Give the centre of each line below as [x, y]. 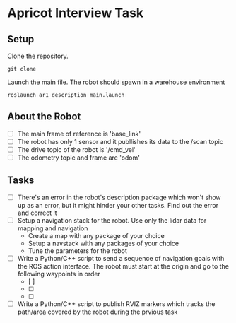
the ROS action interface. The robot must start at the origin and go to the [123, 266]
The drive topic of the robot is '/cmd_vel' [76, 149]
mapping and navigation [53, 228]
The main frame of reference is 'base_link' [79, 134]
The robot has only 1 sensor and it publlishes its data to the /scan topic [120, 141]
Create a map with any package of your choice [96, 236]
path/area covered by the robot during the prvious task [98, 312]
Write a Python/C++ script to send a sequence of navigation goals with [121, 258]
